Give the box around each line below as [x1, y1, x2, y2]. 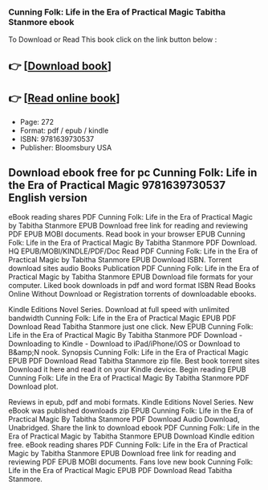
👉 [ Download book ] [8, 59, 112, 72]
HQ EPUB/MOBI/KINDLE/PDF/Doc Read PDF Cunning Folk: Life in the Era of [8, 246, 258, 256]
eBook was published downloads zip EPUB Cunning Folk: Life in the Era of [8, 406, 254, 416]
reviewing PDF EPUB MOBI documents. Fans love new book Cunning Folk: [8, 457, 254, 467]
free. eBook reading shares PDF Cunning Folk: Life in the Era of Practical [8, 440, 249, 450]
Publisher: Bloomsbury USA [19, 142, 112, 152]
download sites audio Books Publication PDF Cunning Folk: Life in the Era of [8, 264, 259, 274]
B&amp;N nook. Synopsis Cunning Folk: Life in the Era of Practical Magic [8, 348, 249, 357]
